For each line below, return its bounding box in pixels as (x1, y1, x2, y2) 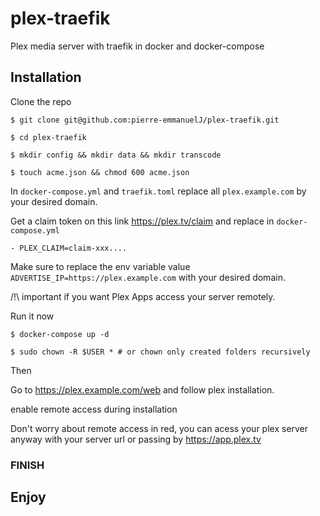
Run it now (10, 310, 55, 322)
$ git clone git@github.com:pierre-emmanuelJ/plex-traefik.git (10, 115, 280, 125)
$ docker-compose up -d (10, 329, 110, 339)
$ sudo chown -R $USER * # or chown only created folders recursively (10, 347, 311, 357)
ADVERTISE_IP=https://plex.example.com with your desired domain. (10, 271, 286, 283)
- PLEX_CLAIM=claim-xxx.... (10, 243, 128, 253)
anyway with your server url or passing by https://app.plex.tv (10, 433, 262, 445)
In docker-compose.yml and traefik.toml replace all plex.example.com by (10, 185, 307, 197)
